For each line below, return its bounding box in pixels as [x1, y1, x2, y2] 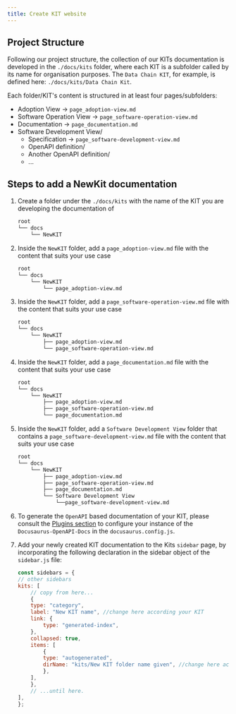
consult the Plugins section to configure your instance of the [17, 520, 194, 528]
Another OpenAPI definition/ [27, 150, 111, 159]
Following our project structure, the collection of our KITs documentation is [7, 55, 225, 64]
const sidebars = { [17, 569, 75, 576]
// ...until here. [30, 687, 85, 694]
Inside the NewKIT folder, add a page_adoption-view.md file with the [17, 244, 209, 252]
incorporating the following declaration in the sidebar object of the [17, 548, 211, 557]
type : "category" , [30, 602, 85, 609]
